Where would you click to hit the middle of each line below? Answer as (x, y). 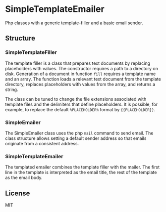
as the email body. (24, 178)
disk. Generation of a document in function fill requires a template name (81, 74)
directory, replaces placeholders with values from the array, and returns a (80, 84)
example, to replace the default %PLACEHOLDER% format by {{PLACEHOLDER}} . (80, 109)
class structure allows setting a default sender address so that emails (76, 138)
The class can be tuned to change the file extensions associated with (76, 99)
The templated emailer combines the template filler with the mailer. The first (83, 167)
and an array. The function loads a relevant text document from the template (83, 79)
